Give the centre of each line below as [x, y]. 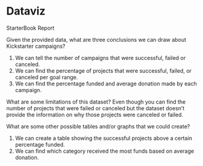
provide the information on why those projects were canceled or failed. [95, 115]
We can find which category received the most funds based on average [105, 151]
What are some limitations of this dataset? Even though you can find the [96, 102]
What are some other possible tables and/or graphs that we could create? [98, 126]
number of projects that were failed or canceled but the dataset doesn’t [95, 108]
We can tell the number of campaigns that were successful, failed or [100, 58]
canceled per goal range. [46, 77]
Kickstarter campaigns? [36, 46]
